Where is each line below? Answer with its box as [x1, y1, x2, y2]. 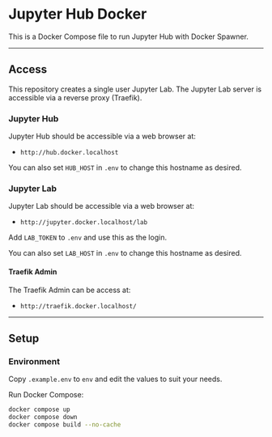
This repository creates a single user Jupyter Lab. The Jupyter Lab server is [8, 84, 261, 94]
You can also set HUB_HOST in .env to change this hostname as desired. [8, 163, 242, 172]
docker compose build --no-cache [8, 420, 121, 429]
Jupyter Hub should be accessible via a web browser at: [8, 131, 196, 142]
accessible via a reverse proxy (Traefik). [8, 92, 142, 102]
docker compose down [8, 414, 79, 422]
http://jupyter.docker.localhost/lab [19, 218, 148, 227]
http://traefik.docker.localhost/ [19, 302, 137, 310]
